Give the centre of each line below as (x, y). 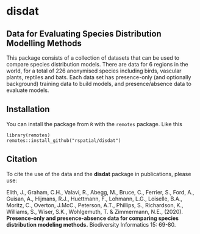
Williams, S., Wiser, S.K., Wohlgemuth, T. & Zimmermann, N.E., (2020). (95, 211)
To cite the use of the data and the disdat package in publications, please (99, 174)
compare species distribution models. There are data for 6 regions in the (97, 64)
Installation (28, 109)
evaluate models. (28, 90)
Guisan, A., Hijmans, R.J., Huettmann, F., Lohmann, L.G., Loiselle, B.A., (95, 199)
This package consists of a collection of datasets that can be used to (93, 58)
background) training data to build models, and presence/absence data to (99, 84)
